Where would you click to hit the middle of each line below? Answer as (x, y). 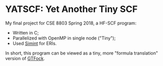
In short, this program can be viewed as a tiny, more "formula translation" (82, 53)
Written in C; (26, 32)
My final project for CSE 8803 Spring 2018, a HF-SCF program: (71, 23)
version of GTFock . (25, 58)
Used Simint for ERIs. (35, 43)
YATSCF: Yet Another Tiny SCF (71, 9)
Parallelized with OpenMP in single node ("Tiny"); (64, 38)
